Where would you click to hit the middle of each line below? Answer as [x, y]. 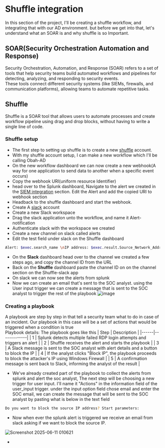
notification [24, 223]
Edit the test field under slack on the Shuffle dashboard [68, 238]
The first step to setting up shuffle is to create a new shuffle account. [82, 150]
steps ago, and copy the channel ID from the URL [62, 262]
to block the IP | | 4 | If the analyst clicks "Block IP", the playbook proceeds [81, 353]
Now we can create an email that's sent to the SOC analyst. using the [82, 283]
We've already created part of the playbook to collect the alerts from [82, 373]
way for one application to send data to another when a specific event [83, 171]
